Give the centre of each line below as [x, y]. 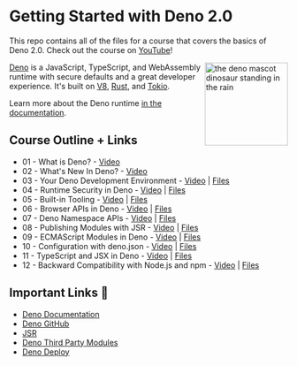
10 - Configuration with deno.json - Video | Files [109, 246]
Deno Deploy [46, 352]
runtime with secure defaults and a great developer [103, 76]
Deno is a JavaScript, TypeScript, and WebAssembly [105, 67]
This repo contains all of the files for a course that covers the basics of [138, 41]
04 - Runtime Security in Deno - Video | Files [103, 190]
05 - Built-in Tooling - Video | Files [85, 199]
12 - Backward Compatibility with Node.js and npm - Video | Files [141, 265]
